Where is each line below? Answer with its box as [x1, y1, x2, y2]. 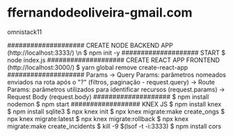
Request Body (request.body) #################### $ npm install [7, 92, 209, 101]
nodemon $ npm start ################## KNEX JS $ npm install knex [7, 100, 222, 108]
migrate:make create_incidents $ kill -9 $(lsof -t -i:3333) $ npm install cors [7, 122, 221, 130]
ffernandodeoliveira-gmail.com [7, 5, 193, 21]
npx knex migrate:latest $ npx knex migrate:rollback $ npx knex [7, 114, 189, 122]
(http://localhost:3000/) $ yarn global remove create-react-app [7, 63, 188, 71]
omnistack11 [7, 28, 42, 36]
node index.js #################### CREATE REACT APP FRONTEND [7, 55, 220, 64]
